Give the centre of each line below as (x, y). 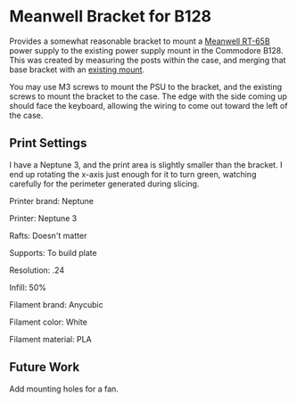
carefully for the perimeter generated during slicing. (104, 184)
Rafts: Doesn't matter (48, 235)
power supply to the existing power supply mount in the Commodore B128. (146, 50)
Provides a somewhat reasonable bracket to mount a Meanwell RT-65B (140, 41)
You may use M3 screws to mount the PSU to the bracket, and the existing (146, 86)
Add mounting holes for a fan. (64, 389)
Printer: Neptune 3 (43, 218)
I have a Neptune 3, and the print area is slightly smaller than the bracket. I (146, 164)
